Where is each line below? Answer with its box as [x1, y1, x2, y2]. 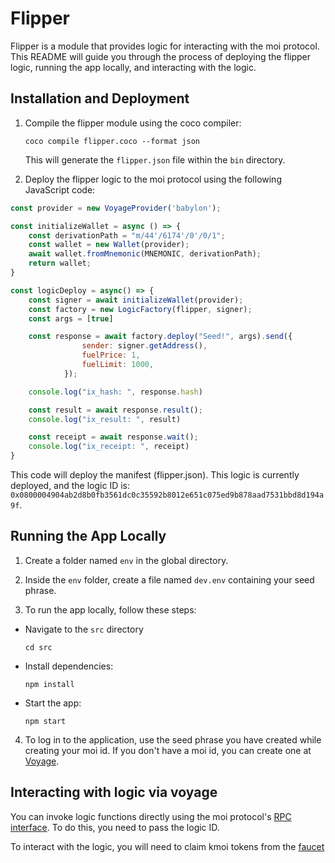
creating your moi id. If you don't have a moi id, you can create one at [24, 744, 312, 756]
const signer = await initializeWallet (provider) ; [28, 295, 244, 305]
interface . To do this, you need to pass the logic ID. [10, 821, 220, 833]
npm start [24, 716, 67, 726]
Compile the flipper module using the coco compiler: [24, 117, 242, 129]
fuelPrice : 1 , [81, 350, 141, 361]
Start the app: [24, 697, 82, 709]
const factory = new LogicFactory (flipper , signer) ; [28, 304, 253, 314]
